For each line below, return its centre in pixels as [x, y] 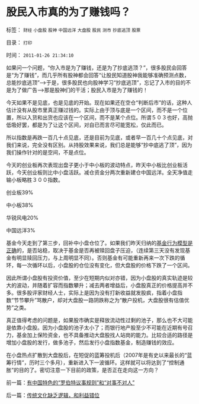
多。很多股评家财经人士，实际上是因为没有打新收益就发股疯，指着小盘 [92, 292]
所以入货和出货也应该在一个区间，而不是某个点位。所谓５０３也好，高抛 [105, 117]
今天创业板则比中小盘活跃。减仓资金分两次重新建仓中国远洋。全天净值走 [105, 172]
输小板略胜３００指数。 [35, 179]
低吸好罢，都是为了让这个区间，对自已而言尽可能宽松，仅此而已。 [86, 125]
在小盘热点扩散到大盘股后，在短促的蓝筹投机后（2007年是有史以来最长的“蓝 [99, 355]
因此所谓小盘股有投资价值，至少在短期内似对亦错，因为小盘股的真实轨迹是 [97, 277]
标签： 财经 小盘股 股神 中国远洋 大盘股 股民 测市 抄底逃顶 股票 [73, 30]
